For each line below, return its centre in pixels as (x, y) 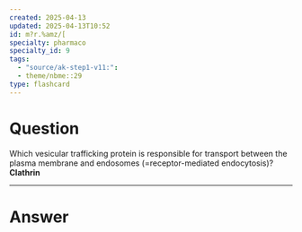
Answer (39, 217)
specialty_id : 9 (40, 51)
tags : (19, 59)
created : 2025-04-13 (48, 17)
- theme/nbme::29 (50, 76)
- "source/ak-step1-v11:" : (68, 68)
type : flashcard (40, 84)
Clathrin (25, 172)
